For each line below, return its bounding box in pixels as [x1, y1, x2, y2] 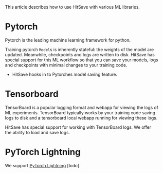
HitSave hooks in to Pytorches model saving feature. [12, 71, 118, 77]
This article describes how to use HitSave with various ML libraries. [5, 4, 140, 10]
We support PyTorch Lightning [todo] [5, 162, 79, 168]
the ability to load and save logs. [5, 129, 70, 135]
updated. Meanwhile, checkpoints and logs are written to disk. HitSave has [5, 52, 155, 57]
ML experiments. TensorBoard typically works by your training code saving [5, 109, 156, 116]
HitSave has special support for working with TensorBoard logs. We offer [5, 124, 151, 130]
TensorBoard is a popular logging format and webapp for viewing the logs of [5, 104, 159, 110]
